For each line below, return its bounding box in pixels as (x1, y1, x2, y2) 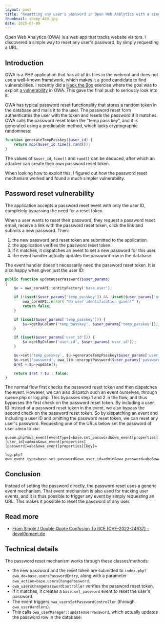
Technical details (5, 545, 59, 553)
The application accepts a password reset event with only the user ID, (5, 202, 145, 208)
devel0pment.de (12, 531, 45, 536)
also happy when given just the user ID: (5, 267, 84, 273)
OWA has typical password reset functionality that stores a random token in (5, 102, 157, 108)
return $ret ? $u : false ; (14, 371, 69, 376)
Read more (5, 513, 39, 521)
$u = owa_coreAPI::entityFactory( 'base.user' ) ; (14, 286, 112, 291)
